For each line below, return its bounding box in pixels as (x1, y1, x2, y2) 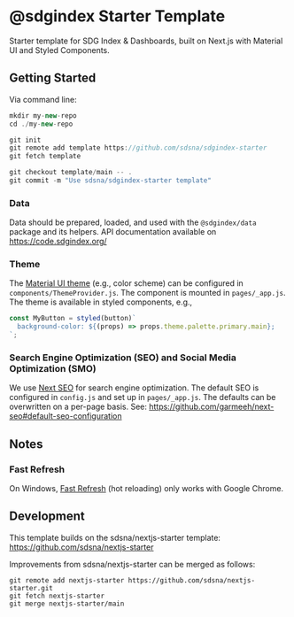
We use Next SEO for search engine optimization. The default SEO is (9, 382, 259, 393)
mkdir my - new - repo (9, 111, 77, 120)
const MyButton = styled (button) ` (9, 314, 137, 323)
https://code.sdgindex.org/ (9, 236, 108, 247)
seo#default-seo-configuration (9, 411, 122, 421)
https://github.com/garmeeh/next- (149, 401, 275, 413)
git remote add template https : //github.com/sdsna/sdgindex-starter (9, 143, 267, 152)
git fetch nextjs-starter (9, 591, 104, 600)
